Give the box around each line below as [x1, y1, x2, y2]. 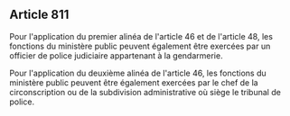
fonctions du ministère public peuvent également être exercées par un [9, 40, 271, 51]
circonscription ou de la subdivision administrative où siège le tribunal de [9, 86, 282, 97]
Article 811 [9, 7, 70, 22]
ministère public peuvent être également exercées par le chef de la [9, 76, 259, 88]
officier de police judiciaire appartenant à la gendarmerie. [9, 49, 223, 61]
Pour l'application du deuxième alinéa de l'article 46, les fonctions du [9, 67, 267, 78]
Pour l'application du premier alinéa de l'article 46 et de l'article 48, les [9, 31, 274, 41]
